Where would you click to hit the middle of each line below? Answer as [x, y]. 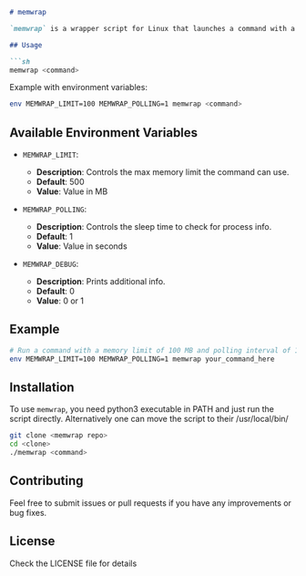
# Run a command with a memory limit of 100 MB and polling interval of [150, 350]
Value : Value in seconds [82, 246]
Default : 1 [54, 237]
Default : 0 [56, 292]
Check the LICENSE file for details [73, 563]
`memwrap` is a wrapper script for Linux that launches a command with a [153, 28]
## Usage [26, 45]
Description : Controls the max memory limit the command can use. [163, 172]
